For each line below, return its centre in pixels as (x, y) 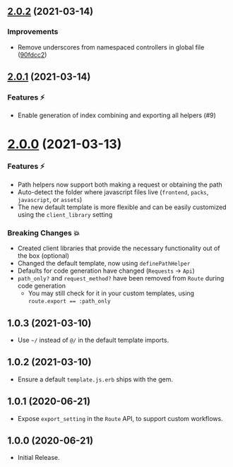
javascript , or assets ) (50, 199)
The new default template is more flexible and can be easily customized (122, 207)
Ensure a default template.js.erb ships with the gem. (95, 379)
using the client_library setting (65, 214)
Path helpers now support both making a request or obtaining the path (120, 184)
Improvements (33, 32)
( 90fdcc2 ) (32, 54)
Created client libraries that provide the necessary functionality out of (119, 248)
